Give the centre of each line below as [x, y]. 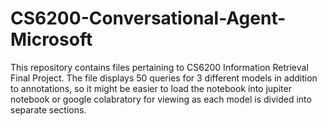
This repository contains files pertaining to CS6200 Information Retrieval [159, 67]
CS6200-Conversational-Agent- [148, 18]
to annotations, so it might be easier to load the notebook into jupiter [151, 88]
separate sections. [48, 109]
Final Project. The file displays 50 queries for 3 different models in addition [164, 78]
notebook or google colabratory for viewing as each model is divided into [161, 99]
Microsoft [51, 39]
